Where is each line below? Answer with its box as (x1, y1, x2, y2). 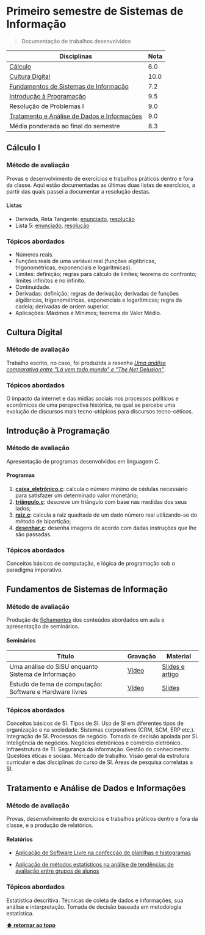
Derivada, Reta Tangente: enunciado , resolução (15, 215, 135, 222)
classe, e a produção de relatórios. (6, 821, 93, 829)
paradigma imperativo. (6, 566, 63, 573)
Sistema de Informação (9, 670, 76, 679)
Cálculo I (6, 142, 41, 153)
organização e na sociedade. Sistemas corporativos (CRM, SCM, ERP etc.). (6, 726, 195, 733)
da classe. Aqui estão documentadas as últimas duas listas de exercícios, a (6, 181, 195, 189)
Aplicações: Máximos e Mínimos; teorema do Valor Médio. (15, 310, 162, 317)
